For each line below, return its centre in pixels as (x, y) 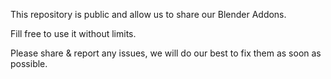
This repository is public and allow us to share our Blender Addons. (148, 14)
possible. (29, 63)
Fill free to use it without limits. (73, 33)
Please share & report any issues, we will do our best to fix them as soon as (166, 53)
